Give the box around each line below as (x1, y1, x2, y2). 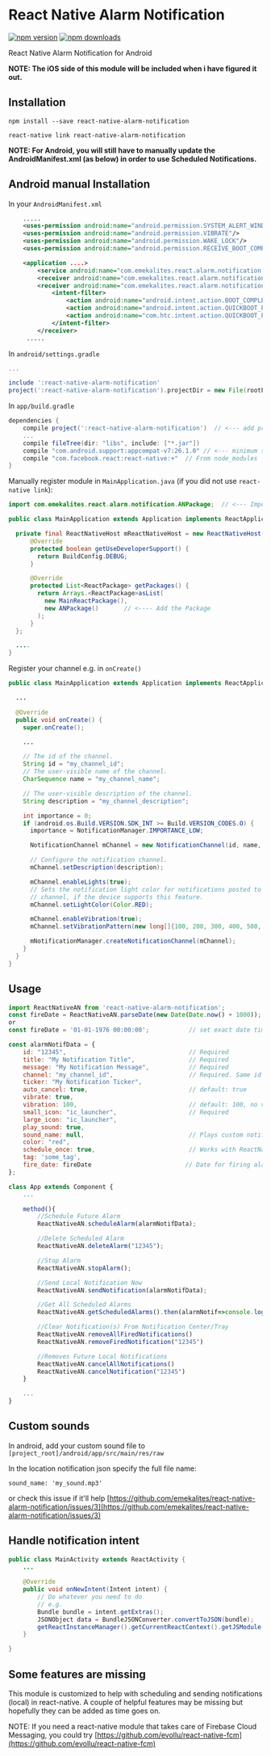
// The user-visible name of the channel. (23, 767, 168, 776)
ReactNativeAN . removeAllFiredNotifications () (37, 1330, 194, 1338)
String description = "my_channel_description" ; (23, 797, 190, 805)
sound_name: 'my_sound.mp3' (8, 1479, 103, 1487)
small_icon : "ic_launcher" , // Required (23, 1108, 229, 1116)
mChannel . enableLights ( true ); (29, 878, 131, 886)
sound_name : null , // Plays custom (23, 1131, 244, 1139)
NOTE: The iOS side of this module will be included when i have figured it (8, 63, 257, 74)
